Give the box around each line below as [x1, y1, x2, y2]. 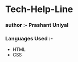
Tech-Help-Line [5, 4, 73, 15]
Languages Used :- [5, 35, 53, 42]
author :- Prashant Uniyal [5, 22, 69, 29]
